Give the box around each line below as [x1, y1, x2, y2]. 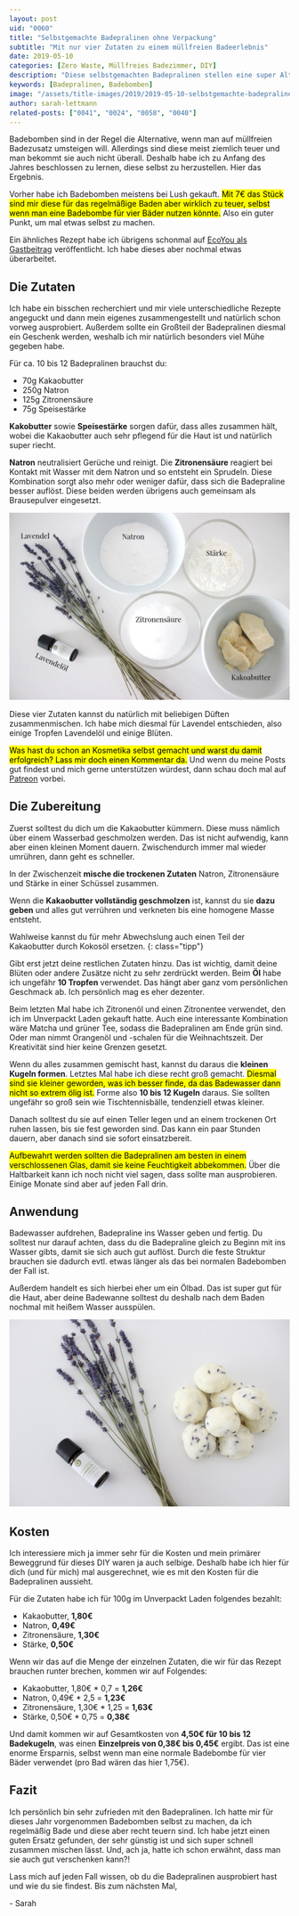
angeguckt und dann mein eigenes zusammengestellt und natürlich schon [9, 313, 281, 323]
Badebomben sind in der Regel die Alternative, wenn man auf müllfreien [9, 134, 273, 144]
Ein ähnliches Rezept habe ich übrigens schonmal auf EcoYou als [9, 234, 247, 245]
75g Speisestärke [21, 404, 86, 414]
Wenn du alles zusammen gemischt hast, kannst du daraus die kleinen [9, 1058, 269, 1069]
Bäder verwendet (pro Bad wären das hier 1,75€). [9, 1757, 190, 1767]
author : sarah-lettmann [9, 99, 98, 108]
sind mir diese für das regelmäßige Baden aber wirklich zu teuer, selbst [9, 199, 271, 209]
